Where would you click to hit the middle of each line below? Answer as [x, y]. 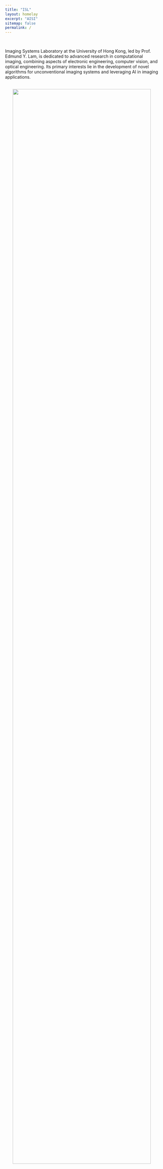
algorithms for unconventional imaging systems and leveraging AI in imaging [81, 72]
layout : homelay [21, 14]
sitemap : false [20, 23]
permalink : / [18, 28]
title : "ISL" [18, 10]
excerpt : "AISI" [21, 19]
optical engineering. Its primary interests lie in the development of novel [77, 67]
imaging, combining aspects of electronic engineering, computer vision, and [81, 62]
